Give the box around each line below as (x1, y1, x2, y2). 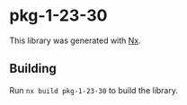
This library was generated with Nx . (9, 35, 141, 46)
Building (9, 61, 57, 76)
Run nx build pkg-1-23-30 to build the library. (9, 84, 178, 95)
